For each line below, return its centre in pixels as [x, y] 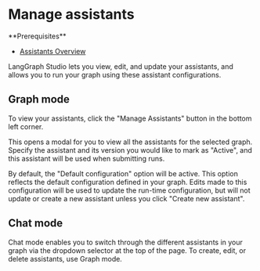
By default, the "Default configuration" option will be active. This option [123, 173]
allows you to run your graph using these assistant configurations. [115, 74]
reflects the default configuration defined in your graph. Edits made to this [128, 182]
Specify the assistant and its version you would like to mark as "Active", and [130, 150]
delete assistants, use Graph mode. [65, 258]
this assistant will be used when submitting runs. [87, 158]
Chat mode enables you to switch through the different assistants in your [125, 242]
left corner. [26, 126]
